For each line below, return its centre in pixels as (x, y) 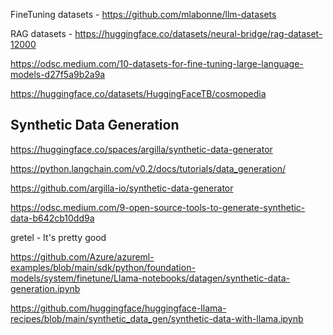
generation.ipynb (45, 288)
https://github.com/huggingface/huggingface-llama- (118, 308)
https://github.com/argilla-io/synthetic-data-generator (122, 188)
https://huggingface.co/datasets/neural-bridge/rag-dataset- (198, 33)
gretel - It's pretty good (58, 237)
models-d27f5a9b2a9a (58, 74)
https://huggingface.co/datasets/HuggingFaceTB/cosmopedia (138, 93)
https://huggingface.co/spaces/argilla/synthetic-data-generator (141, 149)
